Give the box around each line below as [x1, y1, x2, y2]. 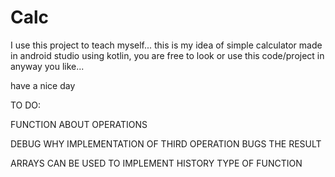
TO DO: [10, 99, 42, 111]
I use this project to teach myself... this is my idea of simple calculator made [10, 39, 323, 51]
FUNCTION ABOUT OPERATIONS [10, 118, 148, 130]
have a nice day [10, 79, 76, 91]
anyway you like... [10, 60, 85, 72]
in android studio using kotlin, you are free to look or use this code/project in [10, 49, 325, 61]
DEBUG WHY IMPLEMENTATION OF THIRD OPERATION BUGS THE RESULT [10, 137, 322, 150]
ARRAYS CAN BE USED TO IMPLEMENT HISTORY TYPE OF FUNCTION [10, 157, 303, 169]
